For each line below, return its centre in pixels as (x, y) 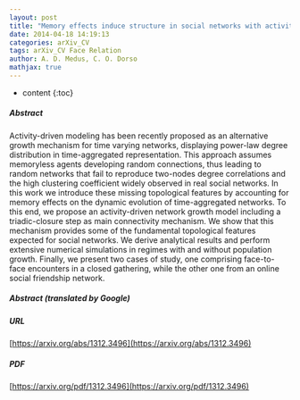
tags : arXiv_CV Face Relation (66, 51)
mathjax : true (36, 68)
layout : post (33, 17)
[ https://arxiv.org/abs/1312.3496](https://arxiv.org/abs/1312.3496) (130, 344)
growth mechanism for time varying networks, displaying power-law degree (149, 145)
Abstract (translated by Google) (70, 298)
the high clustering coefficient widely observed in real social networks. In (144, 183)
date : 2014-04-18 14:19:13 (59, 34)
